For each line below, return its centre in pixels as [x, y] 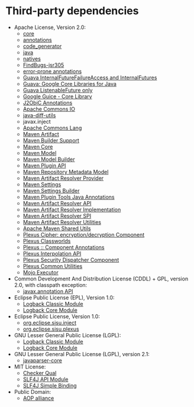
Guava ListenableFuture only [58, 90]
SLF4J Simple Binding [50, 385]
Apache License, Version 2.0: [50, 27]
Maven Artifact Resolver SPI [57, 216]
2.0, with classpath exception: [51, 285]
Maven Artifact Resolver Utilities [62, 222]
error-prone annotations [52, 71]
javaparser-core [43, 360]
